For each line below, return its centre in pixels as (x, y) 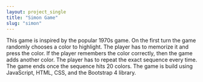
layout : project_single (36, 12)
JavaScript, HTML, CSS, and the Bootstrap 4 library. (71, 73)
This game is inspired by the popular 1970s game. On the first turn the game (101, 41)
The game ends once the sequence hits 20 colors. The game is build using (99, 66)
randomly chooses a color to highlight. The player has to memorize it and (98, 47)
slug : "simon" (24, 23)
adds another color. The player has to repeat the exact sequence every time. (102, 60)
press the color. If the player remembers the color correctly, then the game (99, 53)
